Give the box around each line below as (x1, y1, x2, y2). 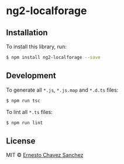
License (6, 136, 36, 146)
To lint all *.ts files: (6, 108, 53, 115)
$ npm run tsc (6, 98, 41, 103)
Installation (6, 28, 48, 38)
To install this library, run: (6, 43, 67, 50)
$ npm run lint (6, 119, 43, 126)
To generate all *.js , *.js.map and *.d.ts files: (6, 86, 119, 93)
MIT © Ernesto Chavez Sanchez (6, 152, 84, 159)
